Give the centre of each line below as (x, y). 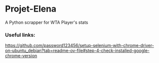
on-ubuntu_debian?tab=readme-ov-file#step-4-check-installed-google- (77, 51)
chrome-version (21, 56)
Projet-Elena (31, 9)
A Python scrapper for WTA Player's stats (47, 22)
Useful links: (20, 35)
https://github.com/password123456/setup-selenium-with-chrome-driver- (79, 46)
